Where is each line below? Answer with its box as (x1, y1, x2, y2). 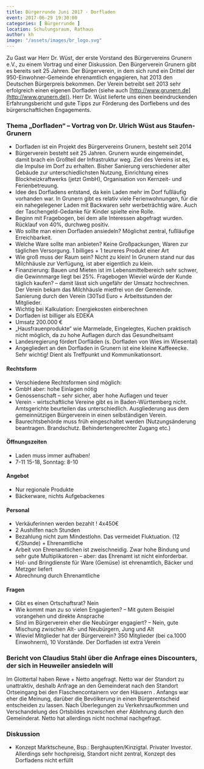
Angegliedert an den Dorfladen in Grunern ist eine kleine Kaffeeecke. (15, 344, 189, 352)
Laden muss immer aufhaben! (15, 451, 90, 459)
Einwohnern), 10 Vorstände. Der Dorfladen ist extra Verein (15, 639, 161, 646)
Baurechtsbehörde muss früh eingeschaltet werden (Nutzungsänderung (15, 417, 196, 425)
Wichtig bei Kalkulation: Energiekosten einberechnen (15, 305, 148, 313)
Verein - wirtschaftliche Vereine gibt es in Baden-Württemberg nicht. (15, 398, 188, 406)
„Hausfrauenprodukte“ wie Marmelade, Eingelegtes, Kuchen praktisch (15, 325, 191, 332)
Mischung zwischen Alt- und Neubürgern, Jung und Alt (15, 625, 154, 633)
